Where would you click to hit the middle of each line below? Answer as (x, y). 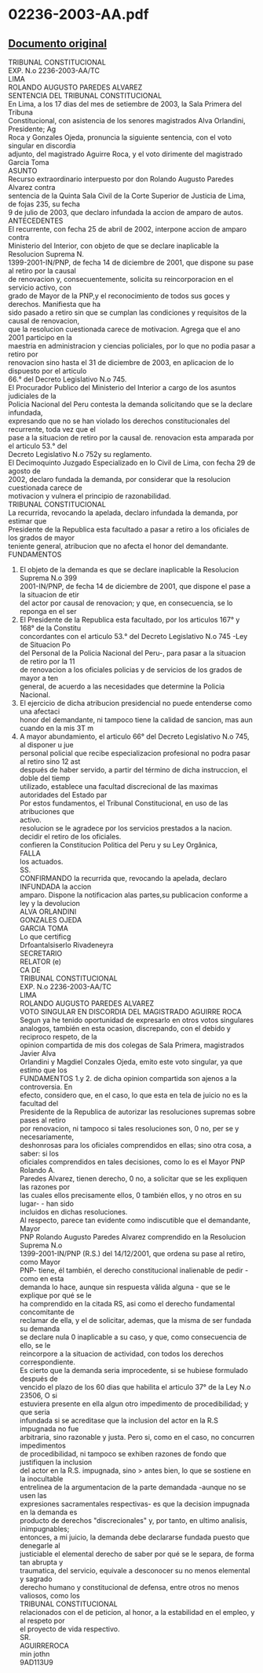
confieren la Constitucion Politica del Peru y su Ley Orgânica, (119, 845)
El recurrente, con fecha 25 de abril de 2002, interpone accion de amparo (128, 229)
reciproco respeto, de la (58, 1037)
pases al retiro (43, 1120)
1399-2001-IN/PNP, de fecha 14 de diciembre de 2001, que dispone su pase (131, 262)
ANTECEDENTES (36, 221)
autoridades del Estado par (63, 795)
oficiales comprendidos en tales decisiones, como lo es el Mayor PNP (132, 1162)
